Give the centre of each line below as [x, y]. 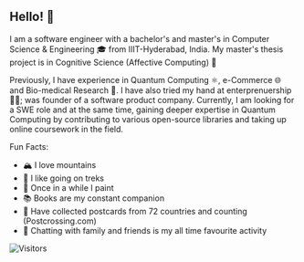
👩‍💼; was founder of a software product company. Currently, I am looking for [152, 100]
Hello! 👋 [32, 17]
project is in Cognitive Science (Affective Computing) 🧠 [113, 62]
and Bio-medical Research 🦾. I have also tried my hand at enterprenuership [151, 90]
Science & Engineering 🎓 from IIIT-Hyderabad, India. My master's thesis [147, 49]
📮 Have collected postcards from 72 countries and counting [135, 211]
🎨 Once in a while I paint [68, 187]
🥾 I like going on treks [63, 178]
